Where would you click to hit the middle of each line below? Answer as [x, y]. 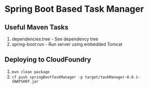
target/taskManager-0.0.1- [113, 77]
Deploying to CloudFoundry [48, 60]
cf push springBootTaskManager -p [47, 77]
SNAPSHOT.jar [25, 81]
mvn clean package [31, 72]
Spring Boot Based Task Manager [74, 9]
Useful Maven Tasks [37, 27]
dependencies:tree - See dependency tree [55, 39]
